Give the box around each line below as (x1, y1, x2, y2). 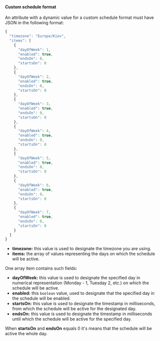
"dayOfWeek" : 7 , (17, 210, 51, 215)
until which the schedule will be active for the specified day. (12, 316, 132, 322)
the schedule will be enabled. (12, 295, 71, 301)
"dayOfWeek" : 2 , (17, 74, 51, 79)
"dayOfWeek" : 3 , (17, 102, 51, 106)
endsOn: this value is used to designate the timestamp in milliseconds (12, 311, 152, 317)
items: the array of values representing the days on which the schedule (12, 251, 155, 257)
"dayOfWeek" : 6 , (17, 183, 51, 188)
